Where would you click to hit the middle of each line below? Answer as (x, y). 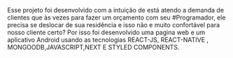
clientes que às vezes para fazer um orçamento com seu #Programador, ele (116, 17)
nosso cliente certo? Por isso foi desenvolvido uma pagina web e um (106, 32)
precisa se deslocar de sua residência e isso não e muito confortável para (114, 25)
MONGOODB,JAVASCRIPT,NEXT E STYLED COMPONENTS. (93, 47)
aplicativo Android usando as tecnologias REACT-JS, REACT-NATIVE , (108, 40)
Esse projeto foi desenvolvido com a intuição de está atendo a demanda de (116, 10)
